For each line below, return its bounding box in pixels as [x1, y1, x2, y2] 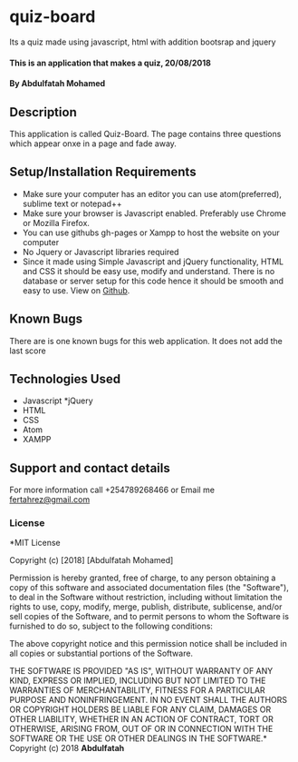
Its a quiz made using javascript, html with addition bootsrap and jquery [9, 36, 276, 47]
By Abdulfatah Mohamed [9, 78, 106, 89]
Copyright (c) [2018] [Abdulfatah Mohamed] [9, 555, 174, 566]
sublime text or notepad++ [22, 198, 122, 209]
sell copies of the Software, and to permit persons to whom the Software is [9, 611, 290, 622]
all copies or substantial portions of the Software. [9, 648, 193, 659]
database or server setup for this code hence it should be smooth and [22, 275, 284, 286]
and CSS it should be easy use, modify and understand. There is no [22, 265, 275, 276]
